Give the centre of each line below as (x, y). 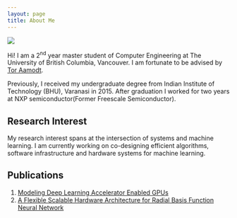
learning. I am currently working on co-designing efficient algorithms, (108, 145)
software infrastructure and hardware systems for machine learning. (107, 153)
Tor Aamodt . (25, 70)
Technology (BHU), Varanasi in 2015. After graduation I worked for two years (119, 91)
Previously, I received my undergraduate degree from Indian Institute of (111, 84)
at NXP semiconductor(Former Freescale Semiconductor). (92, 99)
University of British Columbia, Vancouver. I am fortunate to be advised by (115, 63)
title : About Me (31, 21)
